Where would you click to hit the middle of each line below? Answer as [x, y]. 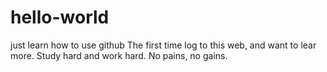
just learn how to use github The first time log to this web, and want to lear [163, 45]
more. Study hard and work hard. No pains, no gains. [119, 55]
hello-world [60, 17]
